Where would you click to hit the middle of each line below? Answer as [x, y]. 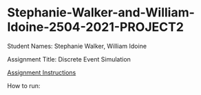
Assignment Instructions [42, 72]
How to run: [24, 85]
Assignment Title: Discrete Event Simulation [69, 59]
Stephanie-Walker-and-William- [101, 13]
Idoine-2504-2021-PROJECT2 [96, 27]
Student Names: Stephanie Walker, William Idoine [77, 46]
